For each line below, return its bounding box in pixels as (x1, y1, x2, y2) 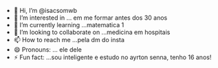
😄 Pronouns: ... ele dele (13, 46, 83, 54)
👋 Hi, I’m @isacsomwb (13, 7, 78, 14)
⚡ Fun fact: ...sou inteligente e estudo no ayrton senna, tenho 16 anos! (13, 53, 212, 61)
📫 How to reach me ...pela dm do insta (13, 36, 125, 44)
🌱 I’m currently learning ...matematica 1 (13, 21, 124, 29)
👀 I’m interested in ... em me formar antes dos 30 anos (13, 14, 168, 22)
